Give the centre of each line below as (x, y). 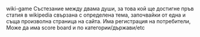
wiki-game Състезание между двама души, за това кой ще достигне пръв (100, 9)
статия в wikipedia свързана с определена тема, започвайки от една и (96, 15)
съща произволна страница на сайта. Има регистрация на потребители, (99, 21)
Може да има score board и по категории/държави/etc (76, 27)
